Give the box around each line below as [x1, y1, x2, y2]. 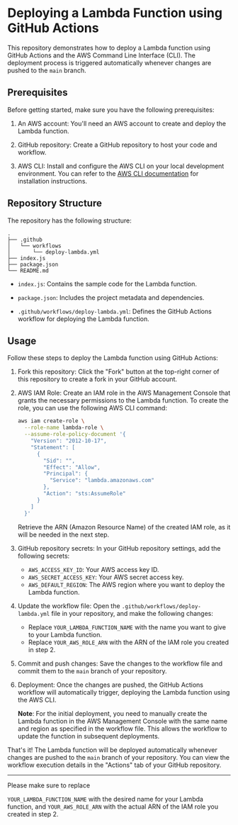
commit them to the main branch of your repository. [17, 666, 167, 675]
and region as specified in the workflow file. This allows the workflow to [17, 724, 227, 733]
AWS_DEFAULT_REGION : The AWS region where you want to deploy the [28, 580, 225, 589]
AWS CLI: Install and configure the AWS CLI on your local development [17, 162, 225, 170]
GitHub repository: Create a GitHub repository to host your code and [17, 140, 217, 149]
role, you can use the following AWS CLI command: [17, 404, 168, 412]
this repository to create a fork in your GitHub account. [17, 375, 178, 383]
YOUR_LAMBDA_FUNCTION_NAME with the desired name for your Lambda [7, 795, 204, 803]
